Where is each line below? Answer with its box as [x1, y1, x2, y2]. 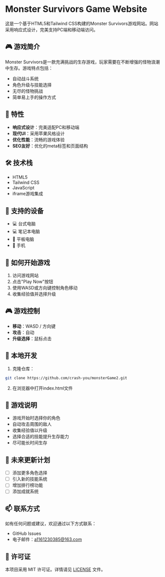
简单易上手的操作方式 [12, 94, 56, 100]
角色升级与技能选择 [12, 82, 52, 88]
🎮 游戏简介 [5, 43, 40, 51]
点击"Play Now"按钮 [12, 279, 54, 285]
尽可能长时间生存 [12, 440, 48, 446]
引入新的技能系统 [12, 476, 48, 482]
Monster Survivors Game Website [5, 3, 148, 15]
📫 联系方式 [5, 504, 40, 513]
